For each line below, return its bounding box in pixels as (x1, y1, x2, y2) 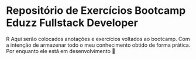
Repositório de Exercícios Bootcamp (6, 4, 186, 17)
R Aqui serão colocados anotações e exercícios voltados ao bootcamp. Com (6, 35, 190, 42)
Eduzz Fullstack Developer (6, 16, 139, 29)
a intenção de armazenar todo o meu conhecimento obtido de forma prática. (6, 42, 191, 48)
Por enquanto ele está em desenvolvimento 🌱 (6, 47, 116, 54)
